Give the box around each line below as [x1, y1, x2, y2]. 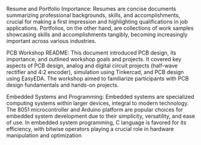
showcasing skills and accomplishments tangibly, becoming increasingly [6, 31, 188, 38]
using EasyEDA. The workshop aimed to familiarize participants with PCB [6, 75, 189, 82]
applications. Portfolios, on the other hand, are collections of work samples [6, 24, 194, 32]
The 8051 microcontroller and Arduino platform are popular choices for [6, 106, 183, 113]
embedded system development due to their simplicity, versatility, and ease [6, 112, 196, 120]
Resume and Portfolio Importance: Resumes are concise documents [6, 5, 177, 12]
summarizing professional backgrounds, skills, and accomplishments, [6, 12, 180, 19]
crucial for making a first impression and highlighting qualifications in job [6, 18, 188, 25]
